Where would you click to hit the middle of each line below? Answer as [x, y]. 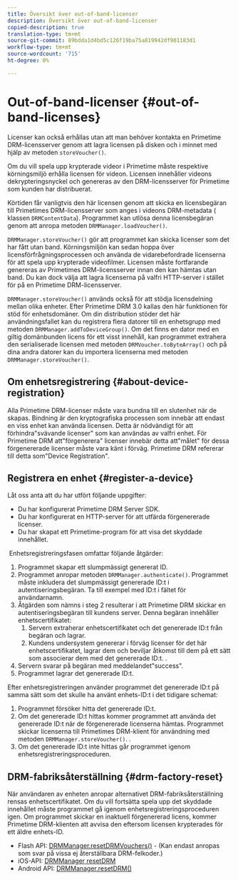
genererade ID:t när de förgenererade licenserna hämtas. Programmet [120, 724]
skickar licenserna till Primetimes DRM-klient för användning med [114, 731]
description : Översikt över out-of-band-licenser [83, 21]
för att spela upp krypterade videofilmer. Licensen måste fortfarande [108, 262]
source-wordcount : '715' [44, 54]
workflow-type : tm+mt [40, 47]
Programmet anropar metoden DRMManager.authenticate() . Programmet [123, 575]
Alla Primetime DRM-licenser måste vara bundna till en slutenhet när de [112, 410]
